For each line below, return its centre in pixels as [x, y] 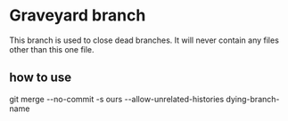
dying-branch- [253, 99]
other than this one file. [52, 49]
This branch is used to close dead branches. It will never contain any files [144, 40]
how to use [41, 78]
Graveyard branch [78, 16]
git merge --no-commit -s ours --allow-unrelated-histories [117, 99]
